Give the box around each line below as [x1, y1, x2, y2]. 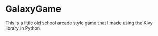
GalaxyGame [5, 3, 62, 15]
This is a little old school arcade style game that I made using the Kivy [5, 20, 153, 26]
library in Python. [5, 25, 42, 31]
